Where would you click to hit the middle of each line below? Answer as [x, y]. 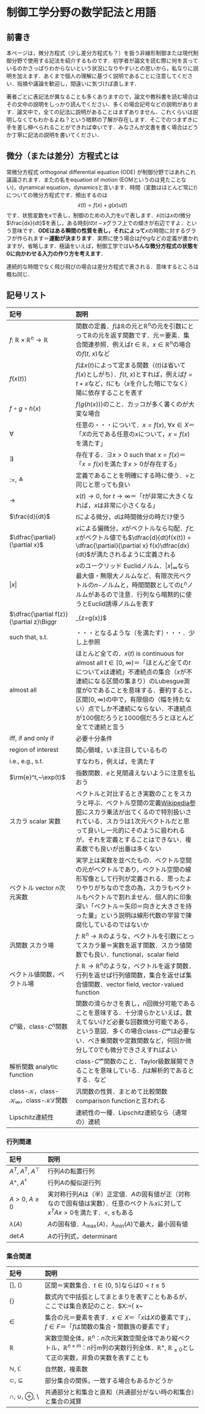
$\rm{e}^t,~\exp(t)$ [38, 777]
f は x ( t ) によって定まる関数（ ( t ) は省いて [131, 365]
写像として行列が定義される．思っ [131, 879]
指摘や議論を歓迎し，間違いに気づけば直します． [78, 84]
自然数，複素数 [67, 1369]
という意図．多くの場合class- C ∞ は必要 [133, 1030]
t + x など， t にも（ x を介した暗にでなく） [133, 384]
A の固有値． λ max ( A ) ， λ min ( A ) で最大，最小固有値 [118, 1225]
